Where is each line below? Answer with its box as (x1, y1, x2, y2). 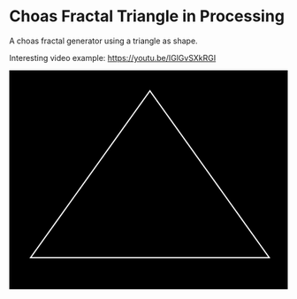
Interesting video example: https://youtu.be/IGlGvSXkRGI (9, 52, 217, 63)
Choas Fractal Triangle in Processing (9, 6, 286, 27)
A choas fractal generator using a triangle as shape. (9, 35, 198, 46)
